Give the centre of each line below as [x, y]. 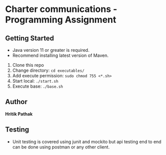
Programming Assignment [61, 20]
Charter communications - [61, 9]
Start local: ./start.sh [35, 81]
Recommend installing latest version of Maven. [60, 55]
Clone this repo [28, 65]
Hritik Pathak [19, 114]
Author [16, 102]
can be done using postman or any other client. [61, 147]
